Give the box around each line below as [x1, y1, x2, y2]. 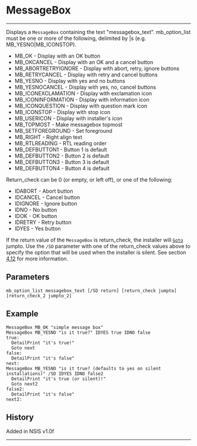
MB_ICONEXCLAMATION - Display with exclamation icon [14, 89, 152, 97]
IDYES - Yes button [14, 224, 61, 232]
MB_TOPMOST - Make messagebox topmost [14, 121, 123, 128]
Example [6, 309, 39, 319]
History [6, 412, 34, 422]
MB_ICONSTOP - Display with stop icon [14, 108, 110, 115]
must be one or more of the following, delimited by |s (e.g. [6, 35, 147, 42]
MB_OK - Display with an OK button [14, 52, 101, 59]
